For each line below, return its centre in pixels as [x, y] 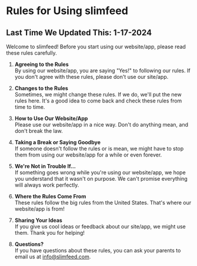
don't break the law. [39, 131]
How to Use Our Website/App [51, 118]
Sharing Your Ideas [39, 220]
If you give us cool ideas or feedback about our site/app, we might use [100, 227]
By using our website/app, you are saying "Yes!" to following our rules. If [102, 71]
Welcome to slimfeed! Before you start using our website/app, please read [96, 46]
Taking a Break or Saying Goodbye [58, 142]
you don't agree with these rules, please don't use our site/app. [91, 77]
